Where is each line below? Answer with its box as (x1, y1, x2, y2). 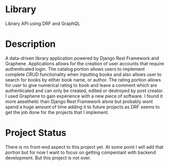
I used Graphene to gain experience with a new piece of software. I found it (5, 93, 163, 99)
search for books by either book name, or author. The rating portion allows (5, 76, 161, 82)
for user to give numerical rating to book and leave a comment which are (5, 82, 157, 88)
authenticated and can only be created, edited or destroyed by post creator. (5, 88, 164, 94)
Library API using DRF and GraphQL (5, 20, 80, 26)
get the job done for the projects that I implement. (5, 109, 109, 115)
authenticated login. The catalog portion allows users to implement (5, 66, 145, 72)
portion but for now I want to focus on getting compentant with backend (5, 149, 156, 155)
